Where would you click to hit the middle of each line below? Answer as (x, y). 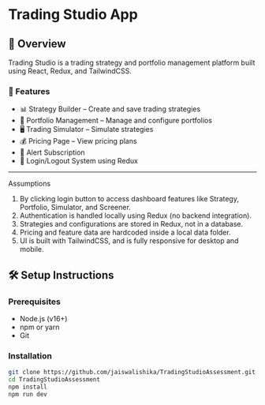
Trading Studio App (73, 15)
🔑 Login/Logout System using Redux (78, 161)
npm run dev (28, 394)
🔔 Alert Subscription (52, 152)
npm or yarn (39, 327)
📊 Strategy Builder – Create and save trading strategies (110, 109)
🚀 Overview (37, 44)
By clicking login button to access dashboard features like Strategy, (129, 199)
